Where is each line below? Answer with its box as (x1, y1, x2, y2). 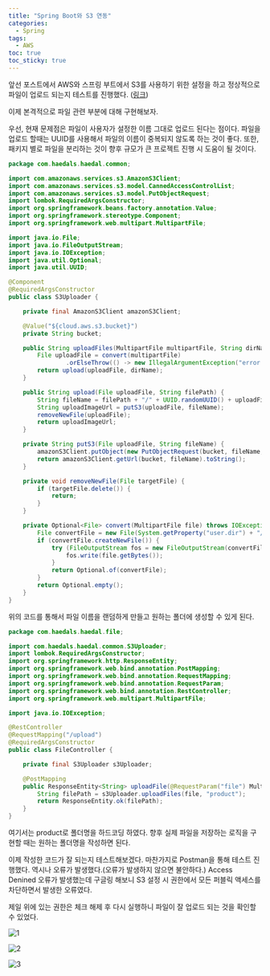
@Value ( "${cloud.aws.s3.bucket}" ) (22, 322, 138, 330)
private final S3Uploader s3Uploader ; (22, 760, 153, 768)
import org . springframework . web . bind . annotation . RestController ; (8, 687, 231, 695)
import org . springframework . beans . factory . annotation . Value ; (8, 204, 218, 213)
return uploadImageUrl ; (37, 419, 117, 427)
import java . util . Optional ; (8, 256, 103, 264)
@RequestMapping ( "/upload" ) (8, 731, 103, 739)
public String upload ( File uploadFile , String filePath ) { (22, 388, 225, 396)
